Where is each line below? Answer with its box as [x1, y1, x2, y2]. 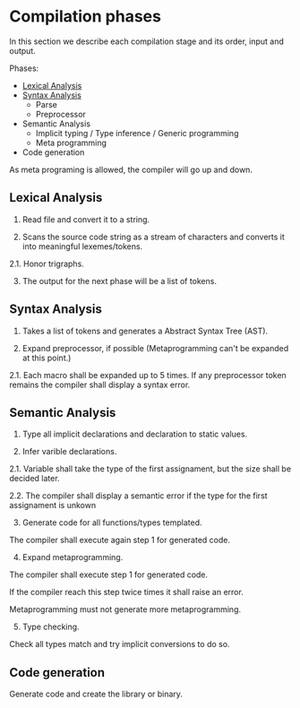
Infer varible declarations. [21, 446, 117, 457]
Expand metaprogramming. [21, 552, 124, 563]
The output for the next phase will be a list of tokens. [21, 275, 218, 286]
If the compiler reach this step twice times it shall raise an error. [9, 587, 244, 598]
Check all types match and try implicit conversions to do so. [9, 639, 230, 650]
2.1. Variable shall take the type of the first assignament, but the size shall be [9, 463, 292, 474]
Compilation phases [9, 6, 161, 27]
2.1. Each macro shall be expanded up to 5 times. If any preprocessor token [9, 369, 287, 380]
